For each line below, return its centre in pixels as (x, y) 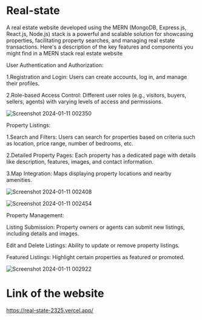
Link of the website (55, 294)
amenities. (19, 179)
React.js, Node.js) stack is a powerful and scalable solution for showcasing (100, 33)
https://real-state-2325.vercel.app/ (50, 310)
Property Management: (35, 215)
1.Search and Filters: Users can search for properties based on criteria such (101, 137)
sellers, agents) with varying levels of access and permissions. (85, 102)
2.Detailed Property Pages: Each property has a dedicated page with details (101, 155)
